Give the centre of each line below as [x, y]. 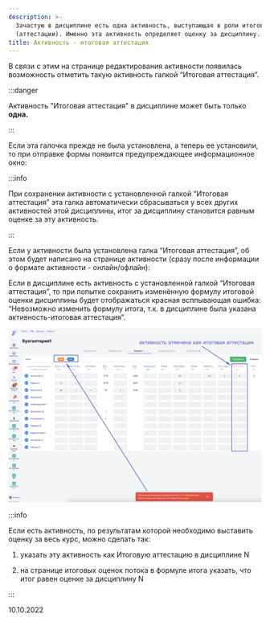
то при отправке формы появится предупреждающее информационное [131, 154]
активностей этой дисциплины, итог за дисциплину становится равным [131, 211]
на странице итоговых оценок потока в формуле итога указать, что [135, 570]
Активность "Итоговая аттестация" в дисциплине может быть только [127, 106]
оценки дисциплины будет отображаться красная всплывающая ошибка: [135, 300]
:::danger [23, 90]
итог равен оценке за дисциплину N [82, 578]
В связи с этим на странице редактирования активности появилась [125, 66]
